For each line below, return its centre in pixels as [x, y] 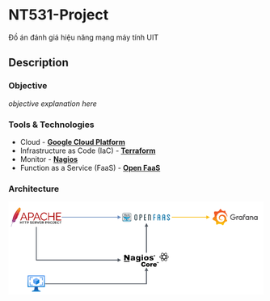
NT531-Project [59, 15]
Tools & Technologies [51, 125]
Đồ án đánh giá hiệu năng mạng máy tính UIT [84, 37]
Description [38, 63]
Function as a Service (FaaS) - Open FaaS [90, 167]
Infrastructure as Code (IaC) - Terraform [88, 150]
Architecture [34, 189]
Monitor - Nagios [49, 159]
